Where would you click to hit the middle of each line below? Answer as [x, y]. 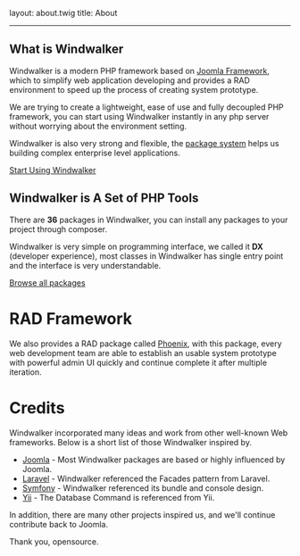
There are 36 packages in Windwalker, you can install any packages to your [149, 220]
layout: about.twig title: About [63, 13]
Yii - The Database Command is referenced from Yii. [118, 497]
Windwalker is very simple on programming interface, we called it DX [136, 246]
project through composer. [58, 229]
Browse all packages [48, 282]
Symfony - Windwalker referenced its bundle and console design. [143, 488]
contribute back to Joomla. [59, 524]
